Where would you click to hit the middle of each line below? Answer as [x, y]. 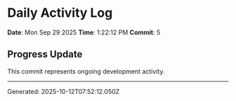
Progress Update [45, 54]
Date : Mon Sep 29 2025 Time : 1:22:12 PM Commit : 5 [84, 32]
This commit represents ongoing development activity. [86, 71]
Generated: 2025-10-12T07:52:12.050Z [64, 91]
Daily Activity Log [60, 13]
